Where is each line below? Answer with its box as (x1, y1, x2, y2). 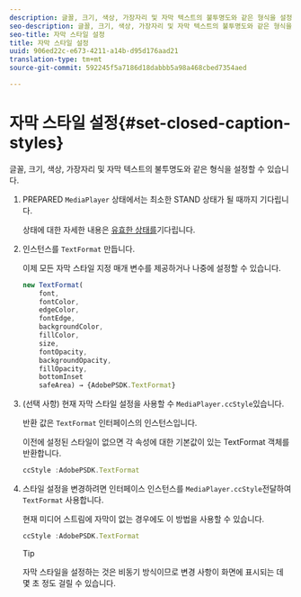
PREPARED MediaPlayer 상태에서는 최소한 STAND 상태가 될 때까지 (22, 194, 258, 204)
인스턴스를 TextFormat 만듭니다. (22, 243, 136, 254)
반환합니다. (22, 448, 62, 459)
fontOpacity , (39, 348, 88, 357)
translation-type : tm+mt (9, 55, 102, 64)
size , (39, 339, 60, 348)
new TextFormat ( (22, 280, 84, 289)
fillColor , (39, 330, 80, 340)
